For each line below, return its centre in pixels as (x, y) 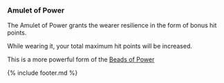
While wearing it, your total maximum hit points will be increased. (100, 46)
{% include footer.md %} (43, 73)
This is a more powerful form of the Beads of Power (81, 59)
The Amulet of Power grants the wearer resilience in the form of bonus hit (112, 26)
